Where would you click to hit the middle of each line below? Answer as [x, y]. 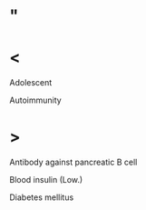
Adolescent [31, 83]
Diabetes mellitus [42, 197]
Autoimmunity [35, 100]
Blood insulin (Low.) [46, 180]
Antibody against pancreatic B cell [73, 162]
